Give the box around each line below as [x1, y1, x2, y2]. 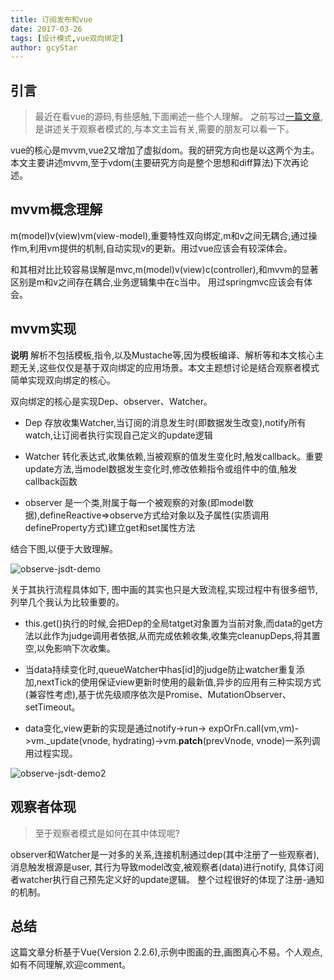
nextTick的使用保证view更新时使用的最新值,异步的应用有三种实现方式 [36, 676, 322, 688]
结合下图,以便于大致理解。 [10, 542, 119, 555]
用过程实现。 [24, 747, 78, 759]
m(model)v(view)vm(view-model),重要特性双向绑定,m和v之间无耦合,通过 [10, 229, 309, 241]
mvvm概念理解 [10, 201, 103, 218]
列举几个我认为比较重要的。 [10, 596, 125, 608]
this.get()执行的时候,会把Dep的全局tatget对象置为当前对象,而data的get [24, 617, 315, 629]
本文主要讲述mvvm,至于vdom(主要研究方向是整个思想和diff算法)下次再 [10, 157, 300, 169]
